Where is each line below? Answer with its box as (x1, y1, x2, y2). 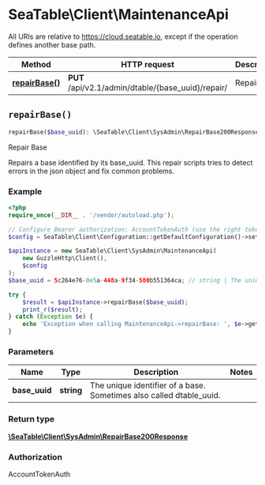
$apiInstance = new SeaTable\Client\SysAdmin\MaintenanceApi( (8, 247, 217, 255)
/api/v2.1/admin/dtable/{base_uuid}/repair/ (68, 81, 228, 93)
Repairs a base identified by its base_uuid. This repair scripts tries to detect (8, 157, 253, 167)
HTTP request (121, 59, 175, 70)
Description (133, 366, 179, 377)
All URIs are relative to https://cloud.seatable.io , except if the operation (8, 32, 238, 41)
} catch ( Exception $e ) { (8, 313, 93, 321)
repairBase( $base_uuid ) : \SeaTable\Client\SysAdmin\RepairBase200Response (8, 128, 259, 136)
